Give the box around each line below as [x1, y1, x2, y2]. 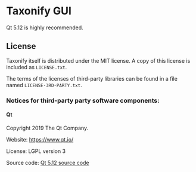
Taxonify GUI [6, 4, 71, 18]
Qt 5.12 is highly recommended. [6, 24, 83, 31]
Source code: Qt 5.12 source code [6, 159, 89, 166]
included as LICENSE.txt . [6, 63, 67, 70]
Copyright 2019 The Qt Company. [6, 124, 89, 131]
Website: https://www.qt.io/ [6, 136, 74, 143]
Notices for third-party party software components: [6, 96, 160, 105]
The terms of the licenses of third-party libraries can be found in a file [6, 75, 178, 82]
